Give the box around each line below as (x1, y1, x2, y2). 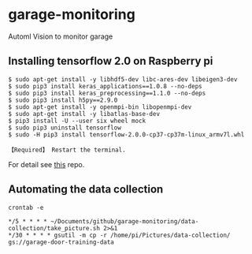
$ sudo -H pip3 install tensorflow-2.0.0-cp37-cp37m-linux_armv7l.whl (8, 130, 245, 139)
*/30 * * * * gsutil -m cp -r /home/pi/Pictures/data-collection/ (8, 231, 231, 239)
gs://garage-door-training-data (8, 238, 114, 246)
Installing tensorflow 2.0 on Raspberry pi (8, 54, 213, 68)
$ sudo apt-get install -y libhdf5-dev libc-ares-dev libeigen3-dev (8, 75, 238, 84)
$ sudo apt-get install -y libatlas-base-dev (8, 110, 160, 118)
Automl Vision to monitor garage (8, 32, 113, 41)
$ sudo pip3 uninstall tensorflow (8, 124, 122, 132)
